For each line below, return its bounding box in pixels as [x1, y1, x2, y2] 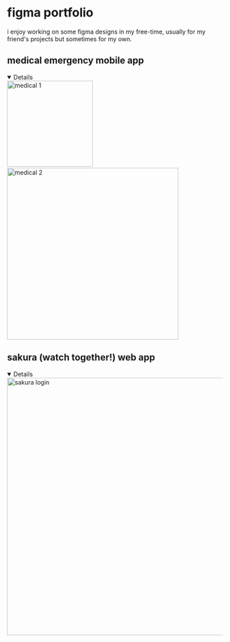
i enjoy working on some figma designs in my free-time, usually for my [7, 27, 206, 36]
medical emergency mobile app [7, 55, 144, 67]
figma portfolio [7, 5, 94, 21]
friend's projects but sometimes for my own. [7, 34, 132, 43]
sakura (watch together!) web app [7, 352, 155, 363]
